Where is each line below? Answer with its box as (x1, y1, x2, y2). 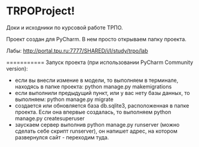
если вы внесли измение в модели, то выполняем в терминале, (14, 76, 179, 84)
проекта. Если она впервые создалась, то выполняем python (14, 108, 172, 115)
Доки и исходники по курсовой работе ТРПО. (6, 24, 124, 31)
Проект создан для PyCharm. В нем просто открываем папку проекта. (6, 35, 187, 42)
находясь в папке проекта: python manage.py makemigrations (14, 82, 172, 90)
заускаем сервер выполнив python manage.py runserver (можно (14, 121, 180, 128)
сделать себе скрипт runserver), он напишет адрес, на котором (14, 127, 178, 134)
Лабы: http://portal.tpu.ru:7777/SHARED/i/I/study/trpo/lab (6, 47, 148, 54)
